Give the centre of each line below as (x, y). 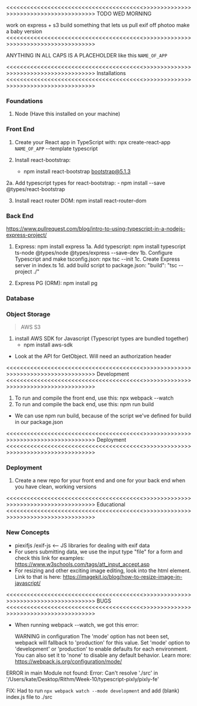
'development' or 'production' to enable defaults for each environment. (101, 649)
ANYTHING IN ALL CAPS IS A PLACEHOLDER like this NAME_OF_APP (87, 55)
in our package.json (39, 422)
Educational (111, 504)
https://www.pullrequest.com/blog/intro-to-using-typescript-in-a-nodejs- (96, 228)
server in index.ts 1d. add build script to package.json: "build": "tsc (96, 265)
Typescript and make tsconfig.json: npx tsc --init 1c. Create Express (97, 259)
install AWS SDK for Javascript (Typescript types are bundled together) (101, 339)
